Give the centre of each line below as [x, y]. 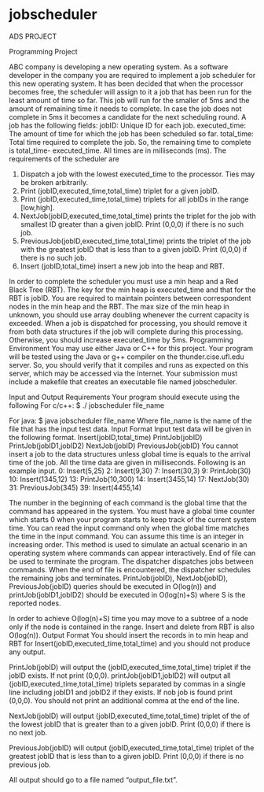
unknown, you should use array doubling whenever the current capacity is [129, 315]
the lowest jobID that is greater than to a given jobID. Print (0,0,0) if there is [130, 724]
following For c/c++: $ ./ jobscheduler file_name [86, 405]
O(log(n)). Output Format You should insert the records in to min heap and [128, 635]
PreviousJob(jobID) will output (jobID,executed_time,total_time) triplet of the [132, 748]
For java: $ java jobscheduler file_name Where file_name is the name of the [130, 420]
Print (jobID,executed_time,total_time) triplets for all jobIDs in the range [134, 199]
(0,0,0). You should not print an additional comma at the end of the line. [124, 700]
